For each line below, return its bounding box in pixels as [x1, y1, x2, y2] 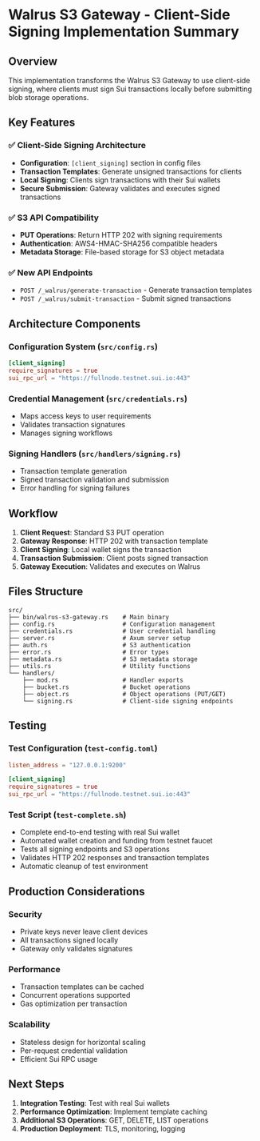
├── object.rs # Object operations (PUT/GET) [22, 690, 227, 698]
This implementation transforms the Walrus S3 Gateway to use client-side [8, 76, 250, 85]
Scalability [8, 1019, 50, 1030]
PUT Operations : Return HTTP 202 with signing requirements [19, 230, 223, 239]
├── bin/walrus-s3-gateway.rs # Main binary [8, 613, 170, 621]
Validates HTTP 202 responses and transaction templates [19, 853, 210, 863]
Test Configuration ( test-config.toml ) [8, 743, 158, 754]
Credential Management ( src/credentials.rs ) [8, 393, 187, 404]
